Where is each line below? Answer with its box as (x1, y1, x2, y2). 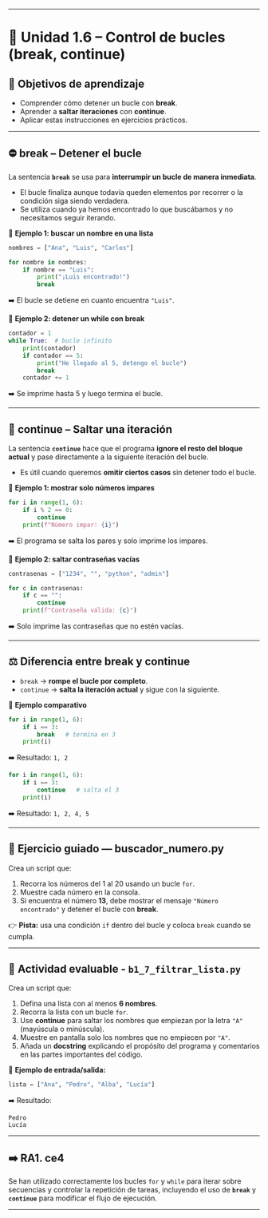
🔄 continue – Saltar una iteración (8, 423, 173, 436)
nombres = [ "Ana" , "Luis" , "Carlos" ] (8, 244, 134, 252)
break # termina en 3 (37, 730, 116, 739)
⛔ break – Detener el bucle (8, 147, 142, 161)
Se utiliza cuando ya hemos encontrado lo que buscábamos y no (19, 204, 234, 214)
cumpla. (8, 931, 35, 941)
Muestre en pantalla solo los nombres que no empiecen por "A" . (19, 1033, 231, 1042)
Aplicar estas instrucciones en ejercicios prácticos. (19, 115, 188, 125)
